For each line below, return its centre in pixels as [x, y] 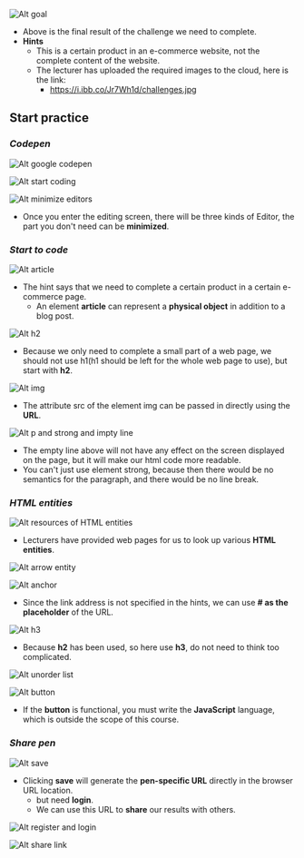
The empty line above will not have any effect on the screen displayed [153, 450]
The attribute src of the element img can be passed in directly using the [156, 405]
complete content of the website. [98, 60]
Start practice [49, 118]
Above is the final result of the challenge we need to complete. [139, 31]
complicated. [47, 657]
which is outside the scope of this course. [101, 720]
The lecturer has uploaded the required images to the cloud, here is [162, 70]
